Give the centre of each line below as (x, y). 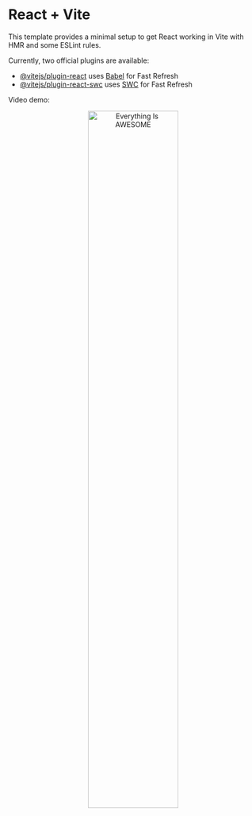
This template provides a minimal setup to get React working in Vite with (126, 37)
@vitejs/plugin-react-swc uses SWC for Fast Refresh (106, 84)
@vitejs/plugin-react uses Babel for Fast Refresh (99, 75)
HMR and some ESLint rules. (55, 44)
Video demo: (29, 99)
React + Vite (50, 15)
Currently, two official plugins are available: (79, 60)
